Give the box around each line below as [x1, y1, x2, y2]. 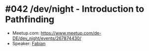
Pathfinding [5, 14, 54, 25]
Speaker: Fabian [12, 40, 46, 46]
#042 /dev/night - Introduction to [5, 3, 145, 15]
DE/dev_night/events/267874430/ [12, 35, 82, 41]
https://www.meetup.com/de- [40, 30, 101, 36]
